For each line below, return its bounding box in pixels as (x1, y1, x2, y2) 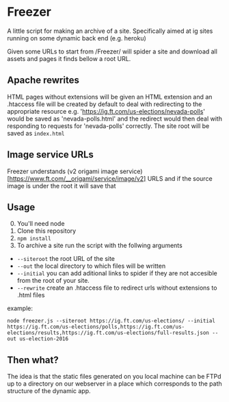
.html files (16, 291, 45, 299)
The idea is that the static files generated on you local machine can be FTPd (7, 373, 221, 381)
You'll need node (16, 220, 65, 228)
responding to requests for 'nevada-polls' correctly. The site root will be (7, 121, 210, 130)
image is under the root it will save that (7, 181, 116, 190)
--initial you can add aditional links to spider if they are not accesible (16, 269, 217, 277)
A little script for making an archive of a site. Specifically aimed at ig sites (7, 27, 213, 35)
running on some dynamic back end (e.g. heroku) (7, 34, 147, 42)
